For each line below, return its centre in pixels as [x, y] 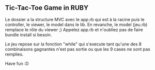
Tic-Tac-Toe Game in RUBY [47, 8]
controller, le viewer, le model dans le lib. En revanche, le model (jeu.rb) [76, 24]
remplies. [14, 54]
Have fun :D [17, 63]
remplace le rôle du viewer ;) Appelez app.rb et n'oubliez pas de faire [74, 29]
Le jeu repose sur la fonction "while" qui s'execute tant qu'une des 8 [73, 44]
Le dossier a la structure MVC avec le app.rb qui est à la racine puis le [75, 19]
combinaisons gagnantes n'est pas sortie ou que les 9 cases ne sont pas [78, 49]
